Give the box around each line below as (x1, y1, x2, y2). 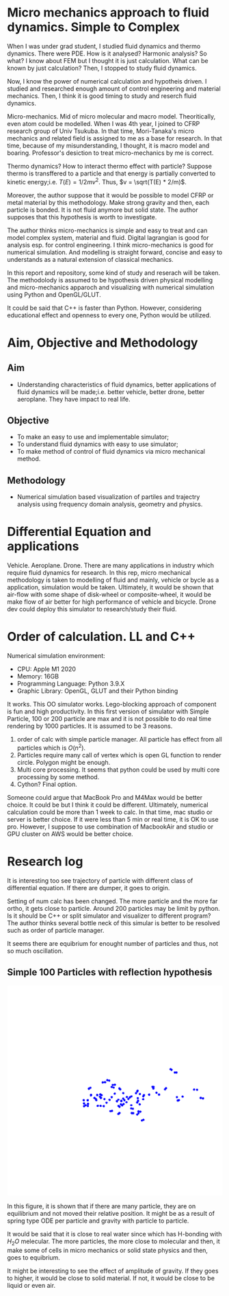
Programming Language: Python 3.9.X (16, 680, 125, 688)
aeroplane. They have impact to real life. (16, 395, 131, 403)
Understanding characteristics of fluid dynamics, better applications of (16, 380, 217, 389)
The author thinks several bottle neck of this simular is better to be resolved (7, 918, 220, 927)
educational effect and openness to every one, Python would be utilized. (7, 310, 212, 319)
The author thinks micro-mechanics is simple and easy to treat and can (7, 226, 208, 234)
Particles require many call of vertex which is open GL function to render (16, 750, 222, 759)
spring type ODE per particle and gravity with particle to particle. (7, 1216, 189, 1225)
